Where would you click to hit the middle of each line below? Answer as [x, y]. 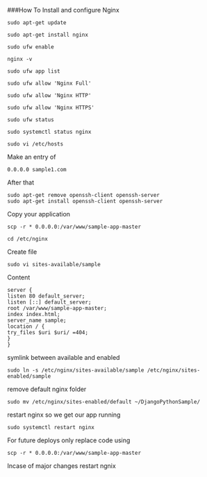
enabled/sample [29, 376]
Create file [22, 252]
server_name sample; [37, 320]
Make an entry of [32, 157]
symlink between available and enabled [64, 357]
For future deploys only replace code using [69, 440]
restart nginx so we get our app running [64, 415]
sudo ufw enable [31, 47]
